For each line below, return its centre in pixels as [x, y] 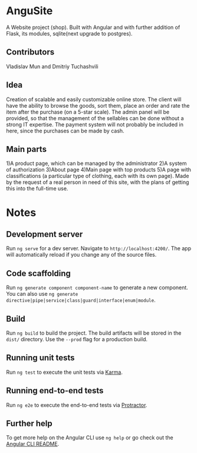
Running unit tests [40, 358]
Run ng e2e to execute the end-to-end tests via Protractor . [77, 405]
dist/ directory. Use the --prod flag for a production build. [77, 339]
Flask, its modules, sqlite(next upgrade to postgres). [69, 33]
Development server [45, 234]
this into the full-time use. [37, 189]
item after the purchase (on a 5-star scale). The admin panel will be [88, 112]
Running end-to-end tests [55, 391]
